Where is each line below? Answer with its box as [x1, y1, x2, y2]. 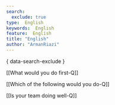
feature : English [6, 31, 52, 37]
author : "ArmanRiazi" [6, 42, 60, 48]
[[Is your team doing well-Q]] [6, 92, 77, 99]
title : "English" [6, 36, 49, 42]
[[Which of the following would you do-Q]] [6, 80, 110, 87]
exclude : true [11, 14, 46, 20]
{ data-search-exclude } [6, 57, 65, 65]
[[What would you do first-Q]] [6, 69, 79, 76]
